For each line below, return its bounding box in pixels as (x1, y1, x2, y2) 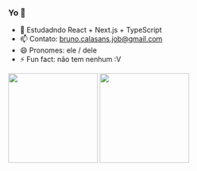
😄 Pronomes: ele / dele (19, 45, 98, 55)
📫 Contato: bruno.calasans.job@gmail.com (19, 34, 163, 44)
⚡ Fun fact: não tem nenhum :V (19, 55, 122, 64)
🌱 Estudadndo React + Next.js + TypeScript (19, 25, 162, 35)
